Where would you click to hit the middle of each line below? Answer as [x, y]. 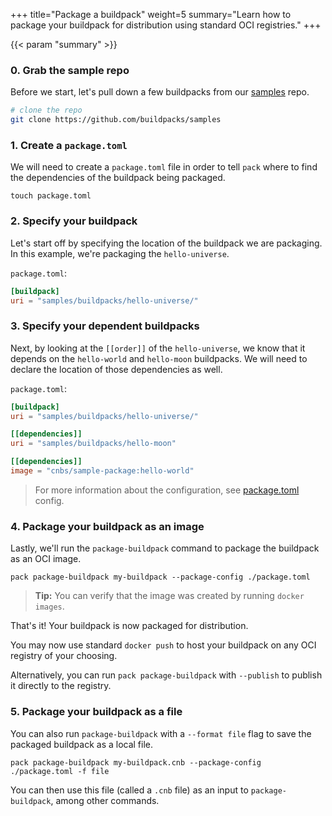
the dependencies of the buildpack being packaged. [118, 178]
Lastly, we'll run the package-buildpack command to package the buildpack [165, 548]
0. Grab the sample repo [70, 70]
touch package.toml [51, 196]
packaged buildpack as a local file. [82, 744]
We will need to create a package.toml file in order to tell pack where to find [164, 167]
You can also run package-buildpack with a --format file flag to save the [161, 733]
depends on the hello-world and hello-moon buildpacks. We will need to [159, 358]
